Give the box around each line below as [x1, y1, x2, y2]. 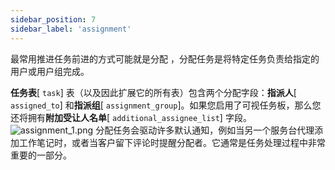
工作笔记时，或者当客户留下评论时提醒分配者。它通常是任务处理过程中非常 [18, 136, 326, 148]
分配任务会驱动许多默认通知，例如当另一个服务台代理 [95, 124, 315, 136]
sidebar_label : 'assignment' [10, 24, 132, 34]
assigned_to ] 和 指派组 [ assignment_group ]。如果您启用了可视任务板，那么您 [10, 99, 322, 111]
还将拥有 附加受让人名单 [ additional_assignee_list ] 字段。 [10, 111, 252, 123]
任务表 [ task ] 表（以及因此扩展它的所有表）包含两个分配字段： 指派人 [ [10, 86, 297, 98]
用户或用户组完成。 [10, 65, 90, 77]
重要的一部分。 [10, 149, 72, 161]
